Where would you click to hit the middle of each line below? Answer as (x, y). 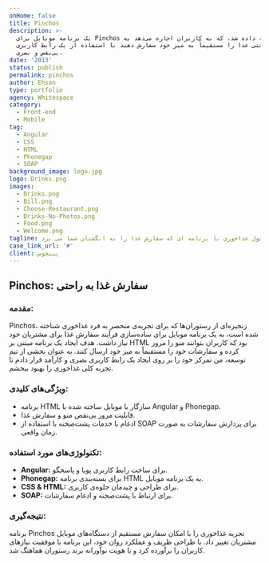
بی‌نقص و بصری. (40, 53)
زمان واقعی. (39, 431)
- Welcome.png (40, 231)
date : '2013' (31, 61)
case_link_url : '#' (42, 246)
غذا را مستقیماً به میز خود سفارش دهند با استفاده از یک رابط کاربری (133, 46)
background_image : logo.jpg (56, 172)
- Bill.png (34, 201)
